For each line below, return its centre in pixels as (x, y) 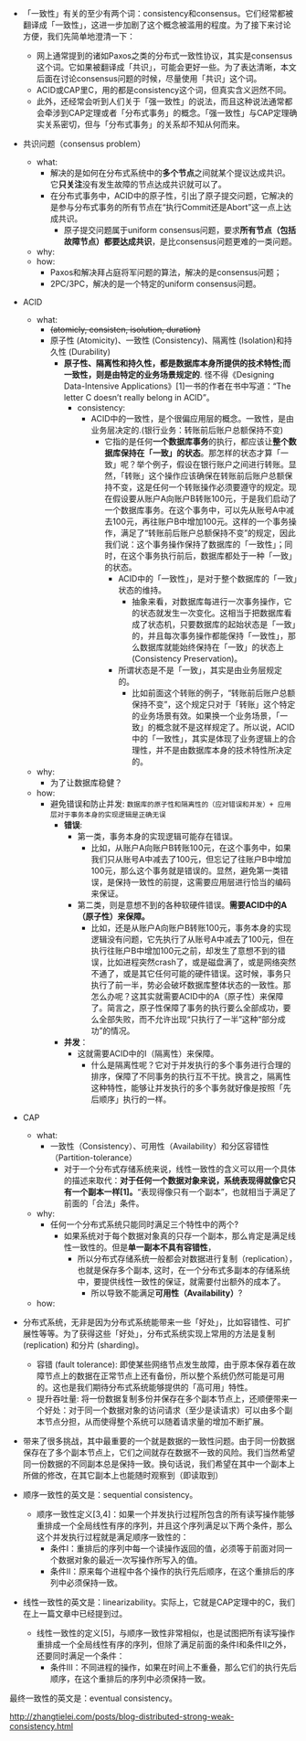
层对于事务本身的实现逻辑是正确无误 (108, 815)
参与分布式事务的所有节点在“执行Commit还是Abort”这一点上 (171, 207)
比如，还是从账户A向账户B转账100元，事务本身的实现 (191, 928)
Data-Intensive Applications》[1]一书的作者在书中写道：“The (177, 386)
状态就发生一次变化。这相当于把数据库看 (216, 613)
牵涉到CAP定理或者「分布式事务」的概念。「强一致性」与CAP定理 (167, 113)
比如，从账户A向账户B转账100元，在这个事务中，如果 (191, 848)
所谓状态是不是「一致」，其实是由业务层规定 (200, 670)
